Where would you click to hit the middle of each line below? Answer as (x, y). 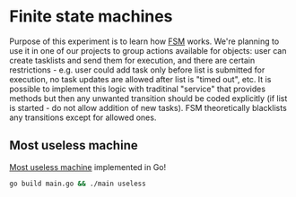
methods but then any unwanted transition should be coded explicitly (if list (148, 98)
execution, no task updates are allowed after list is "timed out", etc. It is (140, 79)
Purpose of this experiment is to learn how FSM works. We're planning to (144, 41)
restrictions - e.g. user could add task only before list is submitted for (137, 70)
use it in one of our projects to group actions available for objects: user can (148, 50)
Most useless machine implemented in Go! (88, 167)
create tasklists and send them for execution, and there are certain (132, 60)
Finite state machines (91, 17)
